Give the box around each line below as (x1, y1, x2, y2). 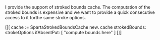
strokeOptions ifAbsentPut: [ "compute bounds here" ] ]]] (5, 30, 122, 35)
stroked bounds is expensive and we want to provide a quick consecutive (5, 9, 155, 15)
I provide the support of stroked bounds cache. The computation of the (5, 4, 151, 10)
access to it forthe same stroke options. (5, 15, 86, 20)
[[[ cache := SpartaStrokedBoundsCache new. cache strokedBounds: (5, 24, 146, 30)
